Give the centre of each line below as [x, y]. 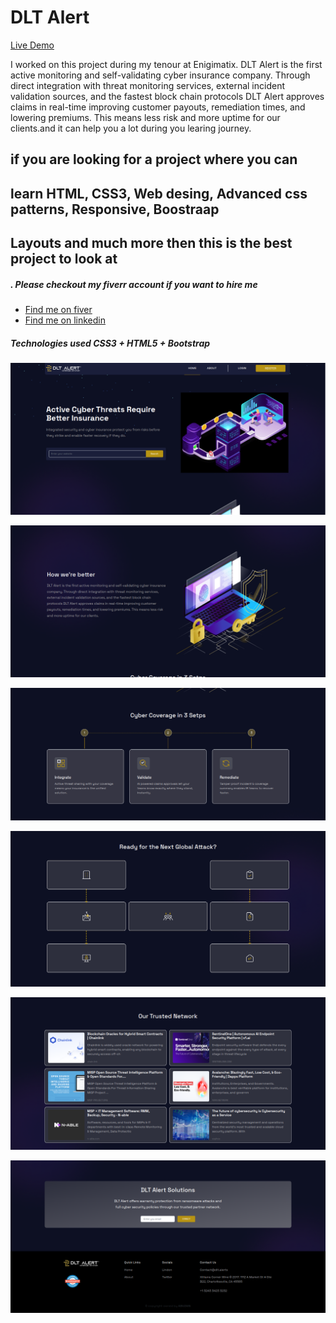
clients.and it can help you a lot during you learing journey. [131, 128]
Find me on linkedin [65, 320]
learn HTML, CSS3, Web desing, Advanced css [159, 193]
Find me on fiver [58, 310]
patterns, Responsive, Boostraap [115, 209]
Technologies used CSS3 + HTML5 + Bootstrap [110, 343]
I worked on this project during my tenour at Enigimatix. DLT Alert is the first [166, 64]
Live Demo [32, 45]
